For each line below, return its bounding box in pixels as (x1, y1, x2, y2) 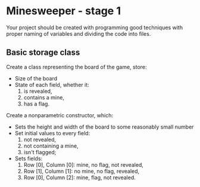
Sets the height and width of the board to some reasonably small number (14, 123, 194, 130)
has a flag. (23, 100, 49, 107)
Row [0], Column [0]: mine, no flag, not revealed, (23, 161, 144, 168)
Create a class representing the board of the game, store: (6, 63, 147, 70)
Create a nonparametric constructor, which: (6, 111, 113, 119)
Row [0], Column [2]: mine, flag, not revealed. (23, 174, 136, 181)
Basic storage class (6, 48, 80, 58)
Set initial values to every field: (14, 129, 90, 136)
